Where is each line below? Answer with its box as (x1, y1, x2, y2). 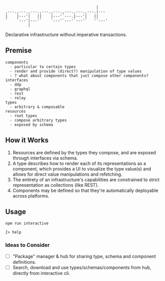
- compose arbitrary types (10, 118, 67, 123)
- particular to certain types (10, 64, 76, 69)
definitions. (12, 259, 37, 265)
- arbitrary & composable (10, 104, 65, 109)
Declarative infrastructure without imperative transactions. (5, 32, 127, 38)
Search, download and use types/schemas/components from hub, (12, 264, 151, 270)
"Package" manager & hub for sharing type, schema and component (12, 253, 156, 259)
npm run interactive (5, 221, 49, 226)
